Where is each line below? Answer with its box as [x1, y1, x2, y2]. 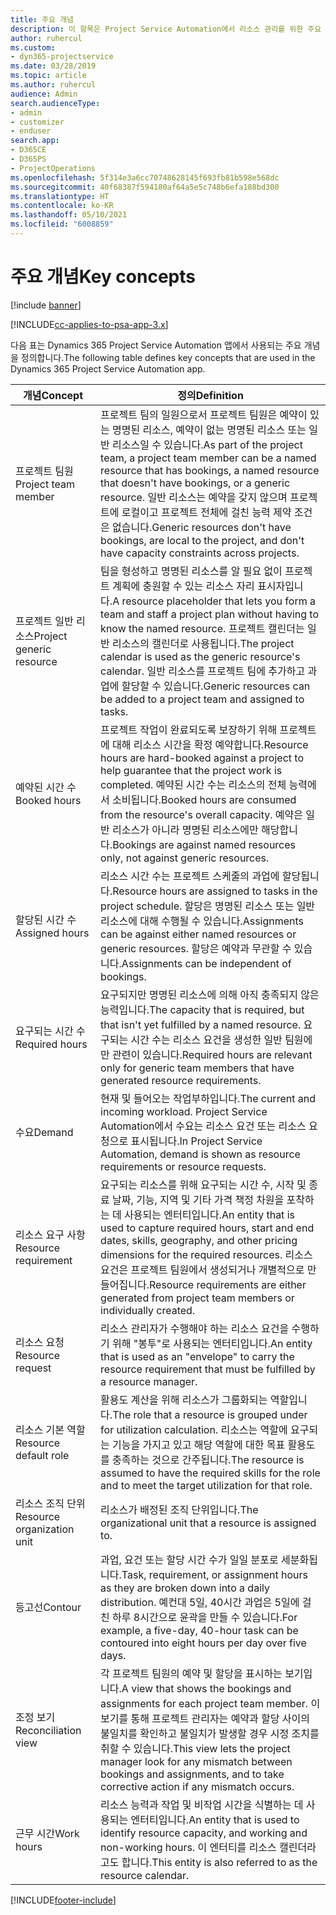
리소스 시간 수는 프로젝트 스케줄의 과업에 [100, 869, 280, 883]
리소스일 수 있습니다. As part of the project [112, 437, 303, 451]
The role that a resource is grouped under [112, 1407, 308, 1421]
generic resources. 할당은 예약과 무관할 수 [100, 941, 292, 955]
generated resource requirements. [100, 1073, 262, 1087]
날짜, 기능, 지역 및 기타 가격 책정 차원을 [112, 1192, 285, 1206]
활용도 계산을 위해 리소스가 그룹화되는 [100, 1392, 268, 1406]
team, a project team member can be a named [100, 451, 317, 465]
